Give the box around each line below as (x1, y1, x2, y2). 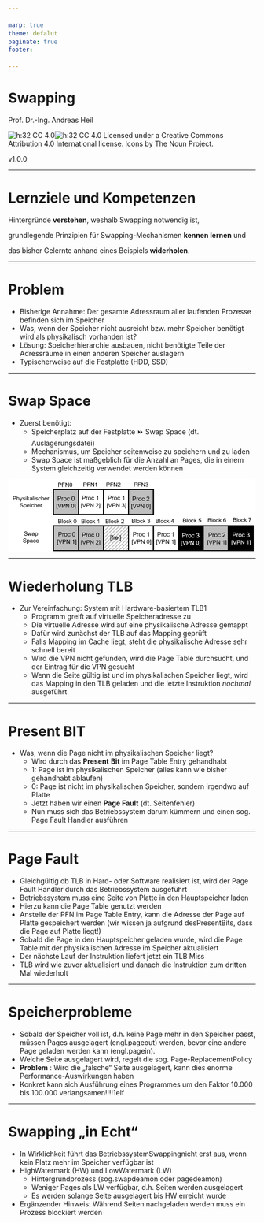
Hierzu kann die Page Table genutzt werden (19, 901, 163, 911)
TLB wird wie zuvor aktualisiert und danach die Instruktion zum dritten (19, 960, 247, 969)
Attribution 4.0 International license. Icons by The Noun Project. (8, 139, 214, 148)
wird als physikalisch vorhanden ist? (19, 332, 137, 341)
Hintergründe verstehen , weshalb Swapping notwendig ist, (8, 215, 200, 225)
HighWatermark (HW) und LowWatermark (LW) (19, 1166, 173, 1176)
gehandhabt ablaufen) (31, 773, 104, 783)
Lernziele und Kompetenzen (8, 189, 196, 207)
